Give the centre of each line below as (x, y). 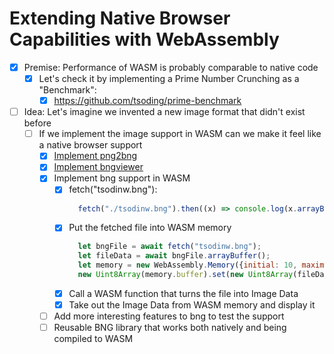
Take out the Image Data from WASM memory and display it (192, 305)
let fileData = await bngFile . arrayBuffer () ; (174, 256)
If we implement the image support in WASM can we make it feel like (180, 134)
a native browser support (90, 145)
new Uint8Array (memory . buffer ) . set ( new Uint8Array (185, 275)
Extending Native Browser (120, 18)
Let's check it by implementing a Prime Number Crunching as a (169, 78)
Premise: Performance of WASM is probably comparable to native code (171, 67)
